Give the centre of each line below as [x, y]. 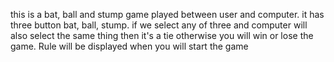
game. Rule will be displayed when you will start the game [129, 46]
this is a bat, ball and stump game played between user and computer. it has [167, 14]
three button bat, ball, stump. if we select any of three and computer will [159, 25]
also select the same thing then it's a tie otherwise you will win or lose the [162, 35]
